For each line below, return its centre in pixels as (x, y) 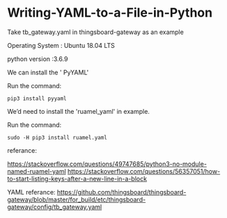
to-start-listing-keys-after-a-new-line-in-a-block (77, 178)
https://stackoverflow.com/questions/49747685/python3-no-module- (107, 164)
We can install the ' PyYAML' (48, 72)
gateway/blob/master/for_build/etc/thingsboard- (77, 199)
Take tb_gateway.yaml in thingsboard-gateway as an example (96, 32)
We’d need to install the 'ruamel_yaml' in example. (78, 111)
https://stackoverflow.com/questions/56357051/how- (144, 171)
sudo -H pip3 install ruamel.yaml (57, 137)
